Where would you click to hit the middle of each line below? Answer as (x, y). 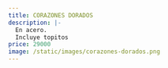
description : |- (35, 23)
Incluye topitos (42, 37)
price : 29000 (30, 45)
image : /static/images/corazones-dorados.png (84, 52)
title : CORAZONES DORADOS (50, 15)
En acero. (31, 30)
